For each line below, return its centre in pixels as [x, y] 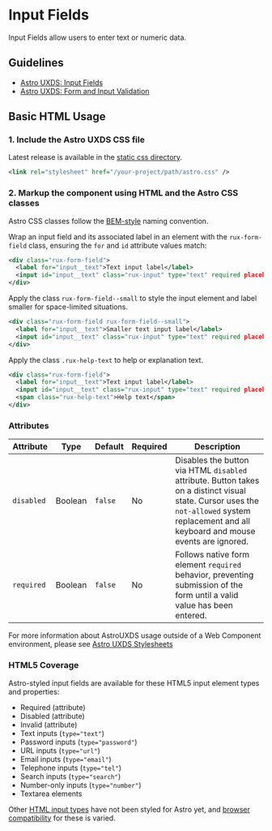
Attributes [29, 425]
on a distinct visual [211, 491]
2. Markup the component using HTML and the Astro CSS [123, 193]
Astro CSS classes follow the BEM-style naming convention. [108, 221]
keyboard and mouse [215, 532]
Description [217, 446]
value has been [204, 605]
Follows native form [212, 555]
